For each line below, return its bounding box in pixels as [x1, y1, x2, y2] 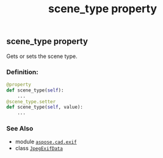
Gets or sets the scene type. [6, 52, 78, 60]
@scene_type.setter [6, 98, 56, 105]
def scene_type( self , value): [6, 104, 84, 110]
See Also [6, 124, 34, 133]
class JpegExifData [15, 145, 63, 152]
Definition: [6, 68, 38, 76]
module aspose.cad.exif [15, 138, 78, 145]
